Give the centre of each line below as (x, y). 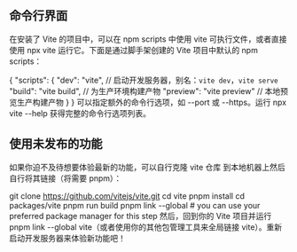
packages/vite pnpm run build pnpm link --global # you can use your (135, 205)
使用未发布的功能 (56, 144)
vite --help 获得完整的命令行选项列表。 (80, 113)
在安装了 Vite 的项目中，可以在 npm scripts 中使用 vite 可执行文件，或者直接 (148, 39)
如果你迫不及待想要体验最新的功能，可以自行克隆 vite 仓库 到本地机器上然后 (147, 167)
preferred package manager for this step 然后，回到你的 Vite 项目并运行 (141, 216)
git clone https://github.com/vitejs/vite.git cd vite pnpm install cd (127, 196)
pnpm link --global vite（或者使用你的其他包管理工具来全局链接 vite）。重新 (146, 227)
